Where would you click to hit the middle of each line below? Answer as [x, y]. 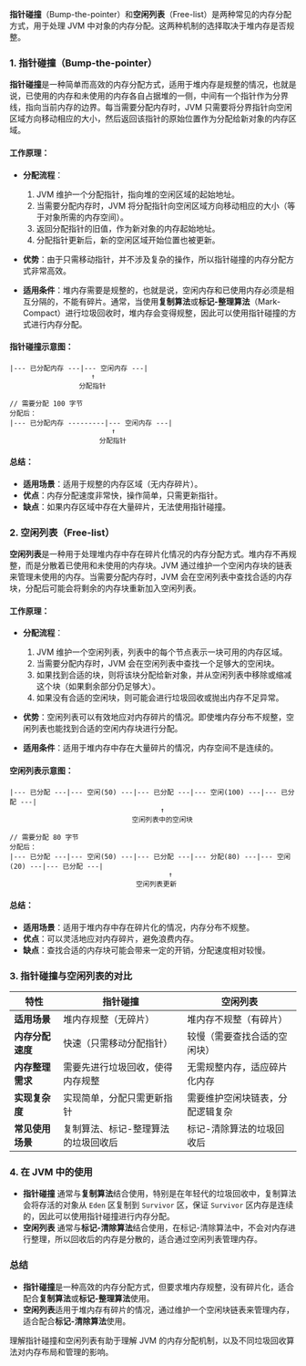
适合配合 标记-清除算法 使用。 [76, 1320]
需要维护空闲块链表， [233, 1098]
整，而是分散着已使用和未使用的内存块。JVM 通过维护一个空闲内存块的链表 [151, 565]
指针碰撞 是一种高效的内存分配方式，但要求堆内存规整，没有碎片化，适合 [158, 1287]
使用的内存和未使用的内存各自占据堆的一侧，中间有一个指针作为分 [157, 96]
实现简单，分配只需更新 [113, 1098]
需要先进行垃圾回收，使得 [118, 1068]
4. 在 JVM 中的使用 [51, 1173]
